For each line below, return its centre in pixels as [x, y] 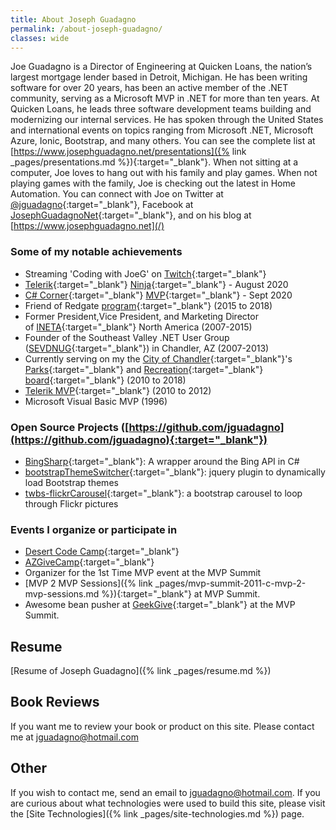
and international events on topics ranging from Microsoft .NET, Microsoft [162, 130]
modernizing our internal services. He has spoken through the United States [167, 120]
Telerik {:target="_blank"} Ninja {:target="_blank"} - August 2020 [156, 284]
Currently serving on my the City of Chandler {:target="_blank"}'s [158, 358]
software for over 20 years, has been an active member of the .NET [149, 88]
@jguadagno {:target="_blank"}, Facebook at [102, 205]
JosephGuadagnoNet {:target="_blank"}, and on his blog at [131, 215]
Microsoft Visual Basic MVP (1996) [96, 401]
